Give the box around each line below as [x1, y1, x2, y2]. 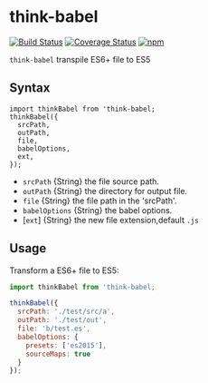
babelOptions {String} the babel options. [22, 204, 173, 215]
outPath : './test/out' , [17, 316, 107, 325]
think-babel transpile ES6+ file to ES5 [9, 54, 151, 64]
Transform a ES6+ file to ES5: [9, 265, 119, 276]
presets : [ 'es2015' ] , [25, 340, 107, 350]
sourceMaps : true [25, 349, 91, 358]
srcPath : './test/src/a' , [17, 307, 116, 317]
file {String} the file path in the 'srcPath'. [22, 195, 177, 206]
